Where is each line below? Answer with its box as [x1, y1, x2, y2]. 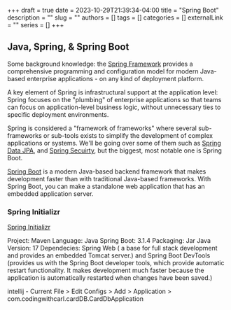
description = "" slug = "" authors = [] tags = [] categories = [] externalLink [7, 13, 223, 22]
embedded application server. [7, 189, 94, 198]
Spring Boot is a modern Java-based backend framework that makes [7, 167, 206, 176]
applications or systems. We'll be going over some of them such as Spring [7, 139, 222, 147]
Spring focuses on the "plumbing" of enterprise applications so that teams [7, 95, 222, 104]
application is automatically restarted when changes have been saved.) [7, 274, 213, 282]
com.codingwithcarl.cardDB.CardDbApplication [7, 295, 143, 303]
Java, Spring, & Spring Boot [7, 41, 129, 53]
